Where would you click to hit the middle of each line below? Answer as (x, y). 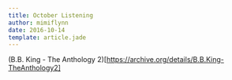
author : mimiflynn (38, 23)
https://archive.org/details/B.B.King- (165, 60)
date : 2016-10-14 (37, 30)
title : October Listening (51, 15)
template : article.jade (47, 37)
